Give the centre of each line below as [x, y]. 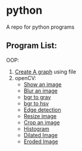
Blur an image [40, 91]
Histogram [36, 128]
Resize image [40, 116]
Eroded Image [41, 141]
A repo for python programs [40, 27]
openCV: [26, 78]
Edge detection [42, 110]
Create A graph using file [45, 72]
